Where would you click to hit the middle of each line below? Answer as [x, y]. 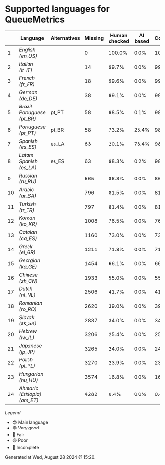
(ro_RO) [28, 309]
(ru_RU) [28, 181]
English [27, 49]
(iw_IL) [27, 337]
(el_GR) [27, 252]
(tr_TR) [27, 210]
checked [119, 41]
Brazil [26, 106]
